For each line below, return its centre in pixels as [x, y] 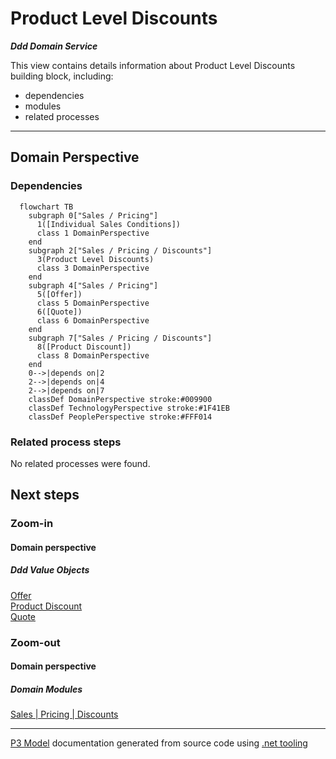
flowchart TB [46, 207]
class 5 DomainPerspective [93, 303]
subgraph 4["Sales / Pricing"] [93, 285]
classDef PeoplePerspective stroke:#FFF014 [120, 417]
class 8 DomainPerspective [93, 355]
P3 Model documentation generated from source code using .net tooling [159, 743]
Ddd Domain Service [54, 46]
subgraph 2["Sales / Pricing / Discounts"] [120, 250]
